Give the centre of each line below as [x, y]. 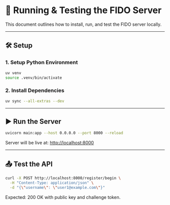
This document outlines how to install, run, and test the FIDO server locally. [83, 24]
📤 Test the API [29, 164]
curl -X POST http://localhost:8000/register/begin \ [63, 178]
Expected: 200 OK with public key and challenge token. [63, 197]
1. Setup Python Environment [42, 63]
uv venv [13, 73]
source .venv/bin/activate [34, 78]
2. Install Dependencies [35, 90]
